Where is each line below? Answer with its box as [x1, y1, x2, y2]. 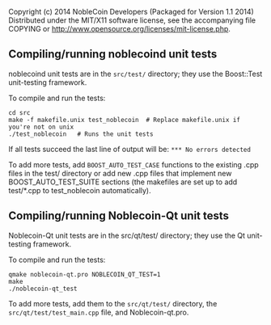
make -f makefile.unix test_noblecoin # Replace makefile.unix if [8, 116, 241, 124]
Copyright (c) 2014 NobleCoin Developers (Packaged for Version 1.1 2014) [8, 7, 255, 16]
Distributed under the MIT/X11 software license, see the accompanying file [8, 15, 256, 25]
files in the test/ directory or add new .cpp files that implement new [8, 168, 232, 178]
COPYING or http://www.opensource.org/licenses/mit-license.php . [8, 24, 231, 33]
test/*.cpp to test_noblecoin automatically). [8, 185, 151, 195]
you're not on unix [8, 123, 74, 131]
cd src [8, 108, 31, 116]
